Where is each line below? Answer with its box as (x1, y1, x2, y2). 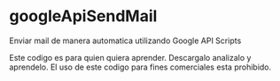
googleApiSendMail (9, 6, 158, 26)
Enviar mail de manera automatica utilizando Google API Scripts (9, 35, 242, 46)
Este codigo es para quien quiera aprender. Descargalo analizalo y (9, 52, 252, 63)
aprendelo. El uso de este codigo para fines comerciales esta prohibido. (9, 62, 272, 72)
